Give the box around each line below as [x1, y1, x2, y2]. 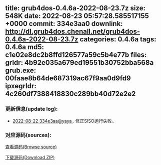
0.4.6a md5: [5, 43, 44, 51]
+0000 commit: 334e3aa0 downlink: [5, 19, 123, 28]
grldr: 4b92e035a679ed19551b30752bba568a [5, 58, 154, 67]
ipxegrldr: [5, 82, 36, 90]
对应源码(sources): [5, 132, 51, 139]
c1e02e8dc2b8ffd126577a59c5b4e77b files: [5, 51, 147, 59]
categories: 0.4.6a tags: [79, 35, 156, 44]
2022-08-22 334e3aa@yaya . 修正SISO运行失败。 [12, 118, 116, 124]
